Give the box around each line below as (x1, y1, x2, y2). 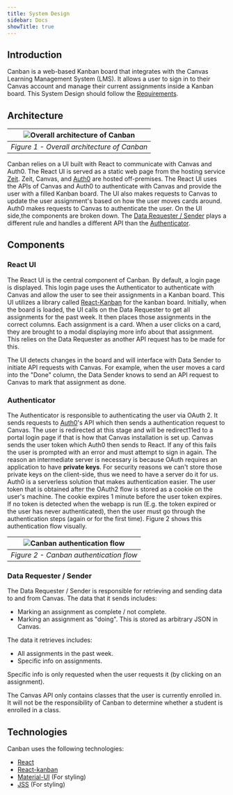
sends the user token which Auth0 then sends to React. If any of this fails (7, 440, 217, 449)
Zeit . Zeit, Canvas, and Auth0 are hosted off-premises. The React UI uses (7, 175, 218, 183)
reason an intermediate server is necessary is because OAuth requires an (7, 455, 218, 463)
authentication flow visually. (7, 522, 88, 530)
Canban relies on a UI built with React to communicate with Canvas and (7, 160, 212, 168)
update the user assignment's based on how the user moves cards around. (7, 197, 223, 205)
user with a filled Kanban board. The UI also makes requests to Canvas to (7, 189, 218, 198)
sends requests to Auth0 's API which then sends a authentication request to (7, 418, 225, 426)
